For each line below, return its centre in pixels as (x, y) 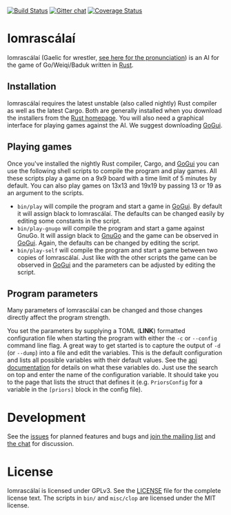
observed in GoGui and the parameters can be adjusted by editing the (116, 265)
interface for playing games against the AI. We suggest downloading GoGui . (115, 125)
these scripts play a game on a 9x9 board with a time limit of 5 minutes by (112, 178)
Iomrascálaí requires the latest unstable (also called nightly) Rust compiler (112, 103)
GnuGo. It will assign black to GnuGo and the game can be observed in (118, 235)
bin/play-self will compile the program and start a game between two (118, 250)
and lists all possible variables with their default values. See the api (102, 360)
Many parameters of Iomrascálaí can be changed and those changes (105, 310)
